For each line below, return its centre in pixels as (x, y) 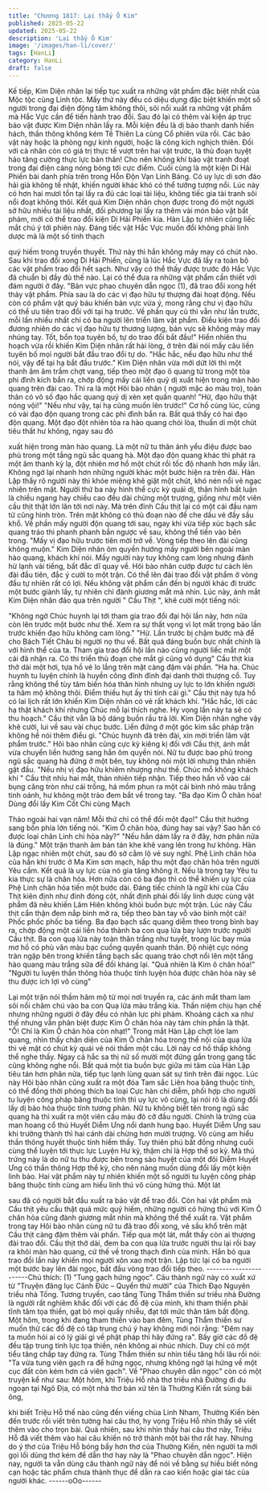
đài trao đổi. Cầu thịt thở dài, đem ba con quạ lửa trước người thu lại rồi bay (132, 1243)
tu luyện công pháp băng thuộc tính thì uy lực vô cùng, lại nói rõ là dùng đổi (133, 1099)
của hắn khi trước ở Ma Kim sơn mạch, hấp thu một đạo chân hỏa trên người (134, 861)
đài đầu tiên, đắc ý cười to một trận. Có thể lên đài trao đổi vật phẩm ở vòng (133, 575)
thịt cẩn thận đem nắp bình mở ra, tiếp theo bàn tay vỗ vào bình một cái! (127, 913)
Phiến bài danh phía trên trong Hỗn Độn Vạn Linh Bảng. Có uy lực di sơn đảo (135, 176)
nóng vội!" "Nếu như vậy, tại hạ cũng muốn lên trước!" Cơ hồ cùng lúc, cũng (134, 405)
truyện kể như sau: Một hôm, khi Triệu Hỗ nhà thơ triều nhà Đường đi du (127, 1380)
